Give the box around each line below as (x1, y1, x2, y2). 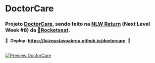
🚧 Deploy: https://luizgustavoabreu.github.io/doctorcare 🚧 (5, 38, 131, 44)
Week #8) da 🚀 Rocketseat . (5, 27, 70, 33)
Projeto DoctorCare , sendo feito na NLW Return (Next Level (5, 21, 150, 28)
